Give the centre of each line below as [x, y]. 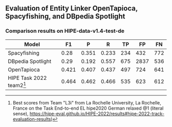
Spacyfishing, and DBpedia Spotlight [65, 17]
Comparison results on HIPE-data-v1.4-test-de [65, 31]
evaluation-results [32, 119]
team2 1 [17, 85]
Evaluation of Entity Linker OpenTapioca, [72, 8]
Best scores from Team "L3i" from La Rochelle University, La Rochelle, [87, 103]
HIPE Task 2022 [27, 78]
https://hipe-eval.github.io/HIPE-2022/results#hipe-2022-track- [97, 114]
